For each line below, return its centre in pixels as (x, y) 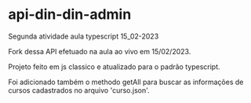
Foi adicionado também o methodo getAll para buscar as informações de (126, 82)
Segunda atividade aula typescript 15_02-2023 (84, 36)
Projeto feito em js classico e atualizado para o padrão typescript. (114, 66)
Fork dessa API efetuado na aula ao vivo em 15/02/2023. (100, 51)
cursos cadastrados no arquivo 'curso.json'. (79, 90)
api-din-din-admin (70, 15)
